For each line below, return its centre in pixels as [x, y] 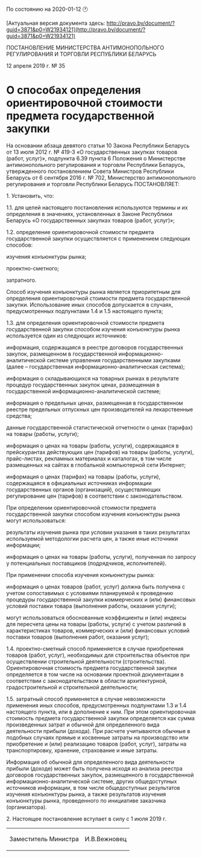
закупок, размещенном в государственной [62, 354]
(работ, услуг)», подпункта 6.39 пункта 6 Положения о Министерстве [96, 158]
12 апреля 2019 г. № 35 [36, 66]
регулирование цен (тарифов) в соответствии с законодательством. [95, 496]
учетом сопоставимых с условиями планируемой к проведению [90, 593]
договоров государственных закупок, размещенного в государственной [100, 775]
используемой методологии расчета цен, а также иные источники [92, 538]
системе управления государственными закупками [114, 360]
